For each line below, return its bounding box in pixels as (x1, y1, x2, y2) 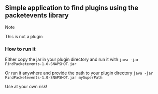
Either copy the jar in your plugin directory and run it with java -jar (5, 56, 139, 62)
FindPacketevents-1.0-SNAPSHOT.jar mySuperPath (5, 75, 103, 80)
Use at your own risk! (5, 84, 47, 90)
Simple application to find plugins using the (5, 4, 139, 12)
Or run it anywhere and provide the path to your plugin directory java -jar (5, 70, 153, 76)
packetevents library (5, 12, 69, 20)
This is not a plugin (5, 33, 43, 39)
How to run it (5, 45, 36, 52)
